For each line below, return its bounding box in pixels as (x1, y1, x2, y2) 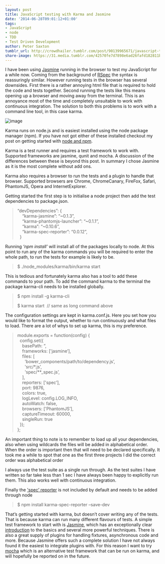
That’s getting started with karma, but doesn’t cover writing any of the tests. (5, 511, 159, 517)
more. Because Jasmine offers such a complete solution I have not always (5, 537, 155, 543)
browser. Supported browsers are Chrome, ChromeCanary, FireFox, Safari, (5, 178, 156, 184)
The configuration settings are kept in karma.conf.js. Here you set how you (5, 312, 156, 318)
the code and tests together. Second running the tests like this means (5, 87, 146, 94)
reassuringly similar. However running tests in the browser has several (5, 77, 147, 83)
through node (5, 492, 33, 498)
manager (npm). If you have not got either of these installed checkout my (5, 133, 153, 139)
